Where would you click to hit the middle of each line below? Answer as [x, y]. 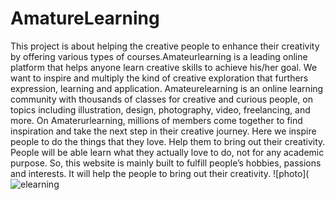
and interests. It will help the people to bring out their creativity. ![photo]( [160, 173]
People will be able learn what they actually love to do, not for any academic [167, 152]
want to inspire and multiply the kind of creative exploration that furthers [159, 78]
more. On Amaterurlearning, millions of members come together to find [156, 120]
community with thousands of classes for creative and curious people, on [161, 99]
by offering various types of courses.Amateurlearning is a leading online [159, 56]
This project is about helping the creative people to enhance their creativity [165, 46]
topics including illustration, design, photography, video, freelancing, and [160, 109]
